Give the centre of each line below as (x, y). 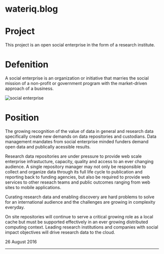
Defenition (27, 65)
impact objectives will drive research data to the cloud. (60, 232)
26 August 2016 (21, 242)
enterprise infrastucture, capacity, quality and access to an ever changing (79, 161)
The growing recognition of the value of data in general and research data (79, 131)
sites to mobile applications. (33, 187)
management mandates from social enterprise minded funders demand (77, 142)
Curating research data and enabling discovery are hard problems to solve (80, 197)
